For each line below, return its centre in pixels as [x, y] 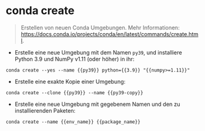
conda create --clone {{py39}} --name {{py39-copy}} [75, 92]
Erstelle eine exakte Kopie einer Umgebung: [70, 81]
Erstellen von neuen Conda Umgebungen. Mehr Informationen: [100, 28]
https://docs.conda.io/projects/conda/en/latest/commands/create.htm [110, 34]
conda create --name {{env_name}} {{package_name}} [73, 122]
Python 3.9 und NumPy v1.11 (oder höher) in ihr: [75, 59]
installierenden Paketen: [45, 110]
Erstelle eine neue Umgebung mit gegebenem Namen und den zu [97, 104]
